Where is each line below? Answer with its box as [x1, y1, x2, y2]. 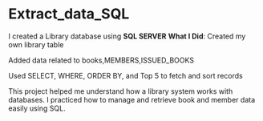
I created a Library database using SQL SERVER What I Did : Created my [8, 31, 246, 41]
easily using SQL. [8, 103, 66, 113]
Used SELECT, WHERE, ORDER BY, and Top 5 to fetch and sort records [8, 71, 243, 80]
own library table [8, 39, 64, 49]
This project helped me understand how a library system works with [8, 86, 233, 96]
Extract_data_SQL [8, 5, 130, 23]
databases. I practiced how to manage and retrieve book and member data [8, 95, 256, 104]
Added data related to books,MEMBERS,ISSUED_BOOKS [8, 55, 195, 65]
